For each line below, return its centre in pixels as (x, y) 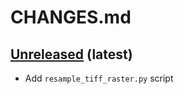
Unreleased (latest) (71, 54)
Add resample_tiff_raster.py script (99, 78)
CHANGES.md (71, 17)
